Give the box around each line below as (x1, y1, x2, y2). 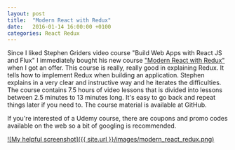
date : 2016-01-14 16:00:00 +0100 (7, 23, 112, 30)
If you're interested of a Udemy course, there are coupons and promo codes (7, 114, 228, 123)
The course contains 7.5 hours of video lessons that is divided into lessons (7, 86, 223, 94)
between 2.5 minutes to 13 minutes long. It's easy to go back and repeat (7, 93, 216, 102)
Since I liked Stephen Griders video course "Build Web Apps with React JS (7, 49, 222, 57)
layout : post (7, 10, 46, 17)
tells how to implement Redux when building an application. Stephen (7, 71, 205, 80)
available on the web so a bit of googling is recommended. (7, 121, 177, 130)
